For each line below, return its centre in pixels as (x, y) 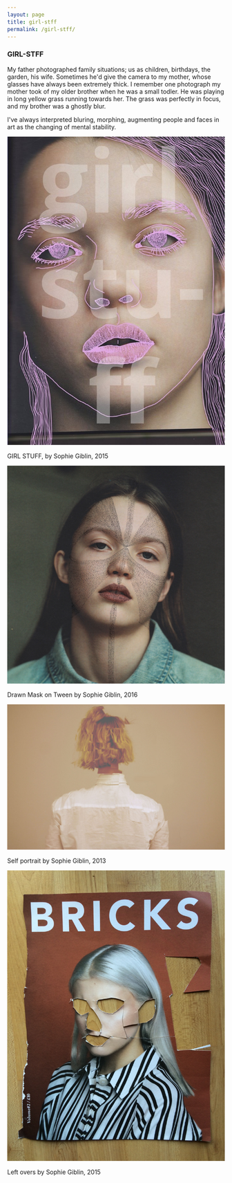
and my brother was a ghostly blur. (57, 106)
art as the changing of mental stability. (62, 127)
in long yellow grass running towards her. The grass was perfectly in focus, (114, 99)
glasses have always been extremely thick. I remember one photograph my (114, 84)
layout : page (26, 15)
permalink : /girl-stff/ (41, 29)
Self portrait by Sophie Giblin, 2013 (57, 861)
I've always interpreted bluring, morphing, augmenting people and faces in (113, 119)
